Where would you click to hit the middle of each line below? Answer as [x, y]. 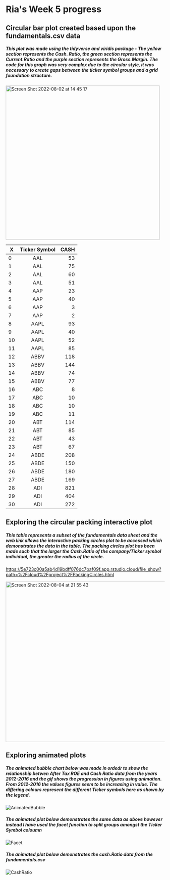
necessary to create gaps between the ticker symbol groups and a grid [82, 70]
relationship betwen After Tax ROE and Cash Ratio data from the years [82, 773]
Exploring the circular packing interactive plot [79, 522]
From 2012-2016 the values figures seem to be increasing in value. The [82, 784]
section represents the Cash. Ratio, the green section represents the [79, 54]
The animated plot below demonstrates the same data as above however [84, 819]
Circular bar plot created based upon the [71, 28]
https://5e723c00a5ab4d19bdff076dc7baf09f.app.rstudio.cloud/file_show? [84, 569]
